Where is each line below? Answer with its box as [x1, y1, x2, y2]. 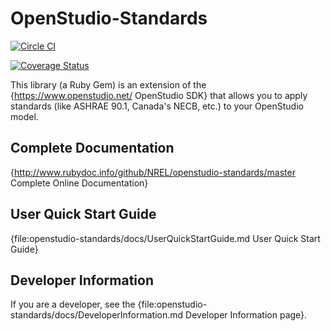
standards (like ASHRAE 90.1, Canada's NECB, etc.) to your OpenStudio [10, 100, 304, 112]
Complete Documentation [10, 140, 175, 157]
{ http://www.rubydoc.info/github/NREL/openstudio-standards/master [10, 166, 296, 178]
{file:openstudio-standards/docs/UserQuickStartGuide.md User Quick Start [10, 232, 321, 244]
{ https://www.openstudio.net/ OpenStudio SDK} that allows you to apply [10, 89, 308, 101]
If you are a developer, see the [10, 298, 136, 311]
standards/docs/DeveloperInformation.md [10, 309, 184, 321]
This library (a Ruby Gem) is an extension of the [10, 78, 207, 91]
